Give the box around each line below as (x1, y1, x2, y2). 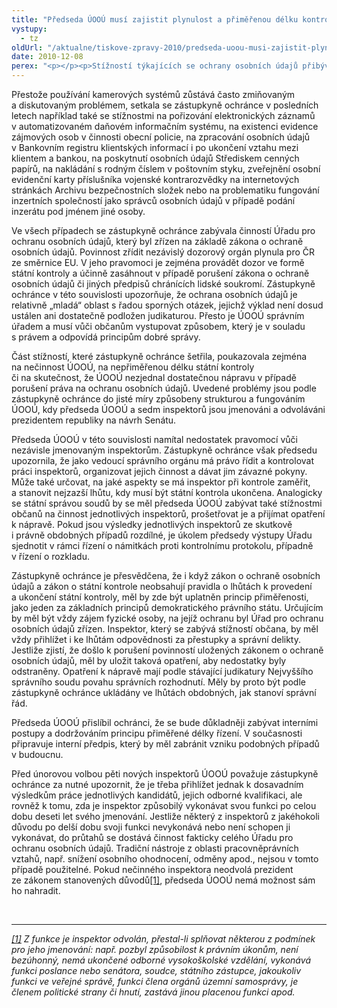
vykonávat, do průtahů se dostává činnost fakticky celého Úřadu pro (11, 832, 294, 843)
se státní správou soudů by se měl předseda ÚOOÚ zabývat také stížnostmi (11, 497, 323, 509)
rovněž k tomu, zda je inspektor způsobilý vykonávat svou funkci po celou (11, 800, 317, 811)
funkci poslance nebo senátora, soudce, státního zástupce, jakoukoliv (11, 965, 302, 976)
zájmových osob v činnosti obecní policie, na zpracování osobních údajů (11, 131, 311, 143)
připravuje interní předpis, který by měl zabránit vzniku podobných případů (11, 738, 320, 750)
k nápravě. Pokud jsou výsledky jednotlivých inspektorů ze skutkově (11, 519, 293, 530)
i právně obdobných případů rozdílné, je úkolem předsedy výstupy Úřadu (11, 529, 313, 541)
